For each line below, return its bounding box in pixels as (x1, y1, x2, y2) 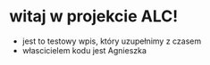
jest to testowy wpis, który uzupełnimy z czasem (21, 36, 202, 46)
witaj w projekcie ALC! (9, 6, 179, 27)
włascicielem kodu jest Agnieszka (21, 45, 147, 55)
